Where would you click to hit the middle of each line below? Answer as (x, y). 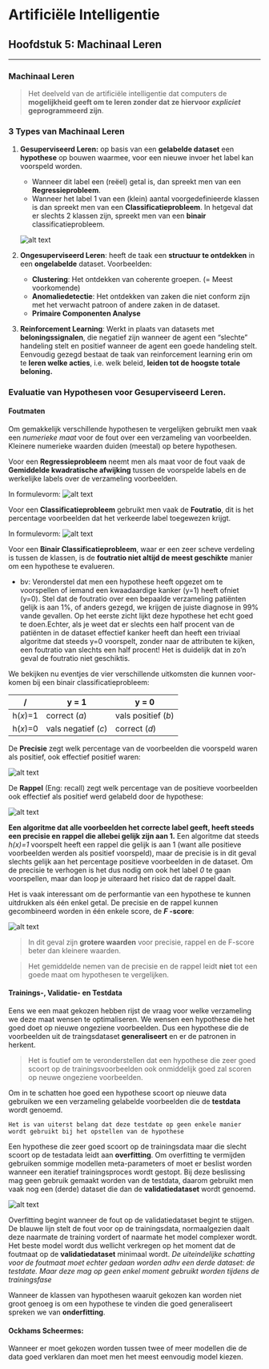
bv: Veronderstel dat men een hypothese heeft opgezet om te (121, 582)
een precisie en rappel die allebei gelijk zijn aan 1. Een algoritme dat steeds (134, 835)
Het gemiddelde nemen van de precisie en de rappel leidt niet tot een (143, 966)
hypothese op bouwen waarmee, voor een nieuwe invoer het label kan (137, 157)
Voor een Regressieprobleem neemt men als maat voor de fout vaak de (127, 461)
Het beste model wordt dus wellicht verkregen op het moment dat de (122, 1245)
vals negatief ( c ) (77, 728)
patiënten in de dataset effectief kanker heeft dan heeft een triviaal (130, 632)
